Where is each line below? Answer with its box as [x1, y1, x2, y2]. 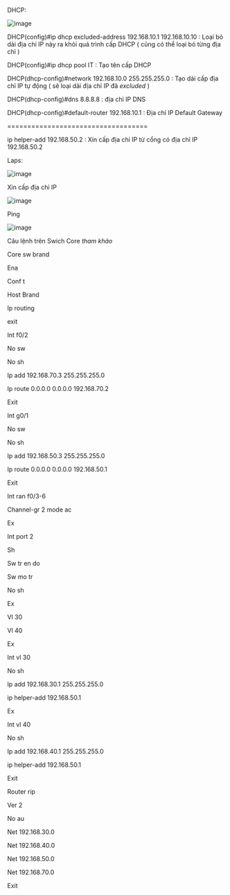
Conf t [7, 277, 26, 285]
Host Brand [7, 290, 39, 299]
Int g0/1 [7, 412, 29, 419]
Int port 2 [7, 532, 34, 540]
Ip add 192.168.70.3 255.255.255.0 [7, 371, 105, 379]
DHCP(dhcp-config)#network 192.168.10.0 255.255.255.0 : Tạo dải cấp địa [7, 74, 219, 82]
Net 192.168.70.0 [7, 868, 55, 876]
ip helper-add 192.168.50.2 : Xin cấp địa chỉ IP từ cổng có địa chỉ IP [7, 135, 198, 144]
